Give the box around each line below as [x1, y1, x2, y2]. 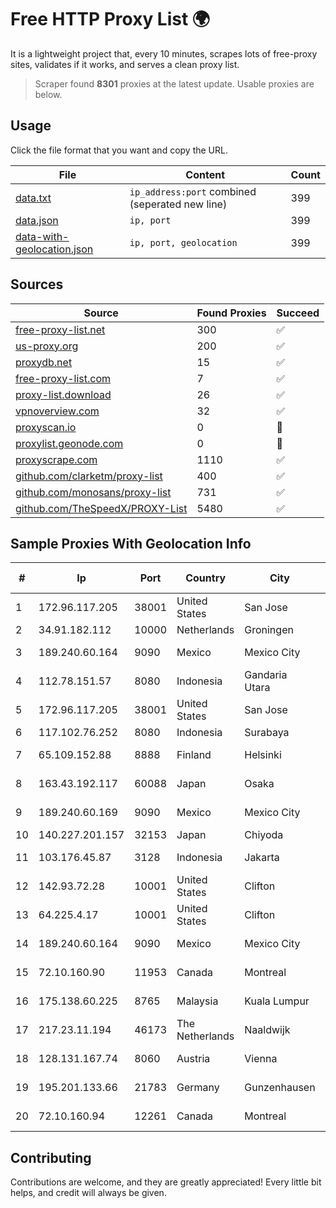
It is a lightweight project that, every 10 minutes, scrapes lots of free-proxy [10, 47, 318, 60]
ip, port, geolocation [129, 237, 238, 248]
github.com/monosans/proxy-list [15, 485, 172, 499]
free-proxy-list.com [15, 371, 112, 385]
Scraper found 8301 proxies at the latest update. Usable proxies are [34, 77, 315, 90]
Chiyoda [244, 828, 284, 842]
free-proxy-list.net [15, 322, 106, 336]
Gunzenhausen [244, 1081, 316, 1095]
